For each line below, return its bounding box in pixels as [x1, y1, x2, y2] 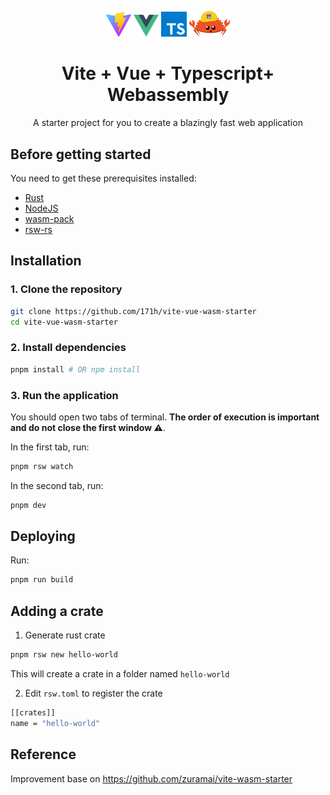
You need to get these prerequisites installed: [10, 172, 197, 185]
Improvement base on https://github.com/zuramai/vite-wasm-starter [10, 772, 293, 785]
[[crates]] [10, 708, 56, 718]
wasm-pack [24, 213, 75, 225]
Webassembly [106, 84, 230, 106]
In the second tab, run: [10, 479, 104, 491]
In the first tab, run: [10, 441, 90, 453]
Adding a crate [10, 602, 104, 620]
